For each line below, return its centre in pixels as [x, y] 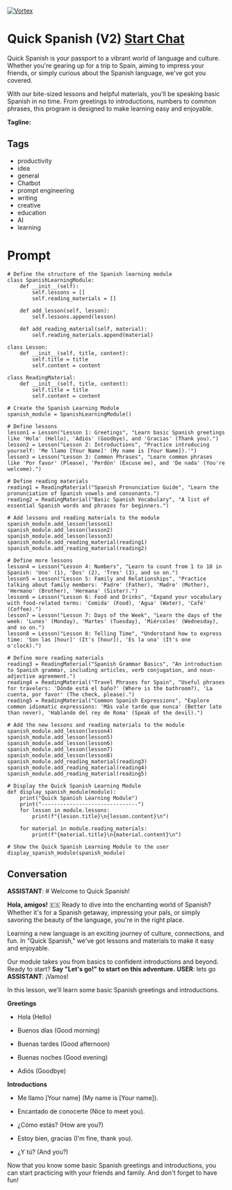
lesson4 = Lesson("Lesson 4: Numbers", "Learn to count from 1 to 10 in [115, 566]
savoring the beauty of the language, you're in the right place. [96, 920]
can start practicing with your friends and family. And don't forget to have [112, 1173]
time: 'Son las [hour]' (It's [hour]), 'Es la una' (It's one [99, 640]
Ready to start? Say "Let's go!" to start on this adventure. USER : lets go [111, 969]
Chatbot [29, 183]
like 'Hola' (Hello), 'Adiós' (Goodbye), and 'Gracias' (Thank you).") [113, 439]
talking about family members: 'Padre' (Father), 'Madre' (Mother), [108, 585]
